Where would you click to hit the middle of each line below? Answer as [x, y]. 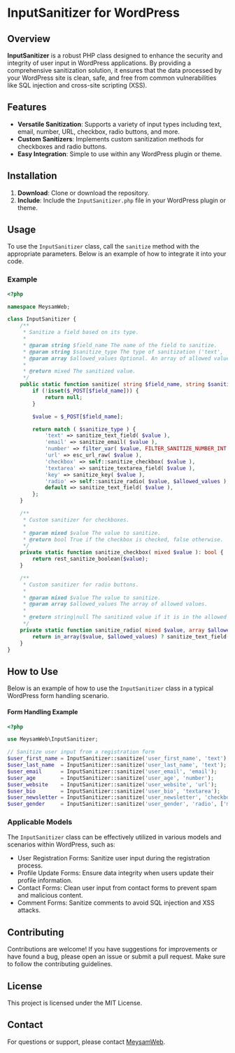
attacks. [29, 910]
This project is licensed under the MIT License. [75, 1003]
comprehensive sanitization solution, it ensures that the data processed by [115, 70]
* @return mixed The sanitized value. [79, 371]
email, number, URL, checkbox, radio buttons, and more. [99, 132]
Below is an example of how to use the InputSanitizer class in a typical [111, 688]
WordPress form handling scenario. [58, 696]
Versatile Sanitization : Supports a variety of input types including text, [120, 124]
